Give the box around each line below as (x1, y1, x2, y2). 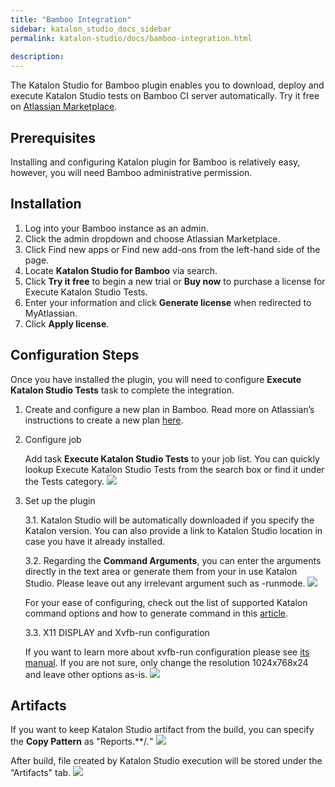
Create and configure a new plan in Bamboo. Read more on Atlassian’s (24, 403, 315, 415)
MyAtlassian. (24, 307, 78, 319)
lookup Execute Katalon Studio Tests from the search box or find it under (24, 463, 325, 475)
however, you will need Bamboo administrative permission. (10, 166, 253, 178)
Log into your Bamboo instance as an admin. (24, 222, 209, 234)
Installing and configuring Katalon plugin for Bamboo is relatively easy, (10, 156, 301, 168)
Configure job (24, 433, 82, 445)
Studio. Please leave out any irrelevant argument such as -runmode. (24, 577, 306, 589)
